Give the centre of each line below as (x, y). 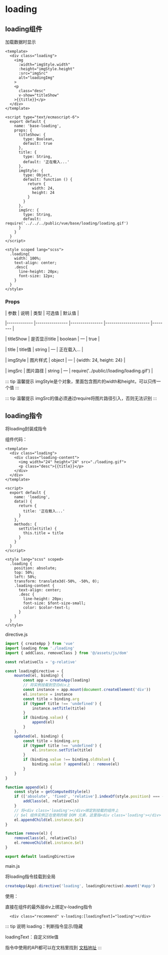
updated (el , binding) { (39, 736)
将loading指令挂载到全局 (30, 876)
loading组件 (24, 29)
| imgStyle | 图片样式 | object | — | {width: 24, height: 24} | (65, 360)
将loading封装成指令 (26, 429)
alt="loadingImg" (36, 78)
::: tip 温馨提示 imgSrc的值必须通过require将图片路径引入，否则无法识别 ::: (81, 398)
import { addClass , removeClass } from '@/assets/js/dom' (67, 653)
